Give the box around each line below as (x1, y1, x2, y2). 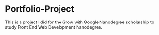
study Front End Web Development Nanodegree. (5, 24, 102, 30)
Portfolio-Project (5, 3, 75, 14)
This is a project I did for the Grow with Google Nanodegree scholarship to (5, 19, 155, 25)
